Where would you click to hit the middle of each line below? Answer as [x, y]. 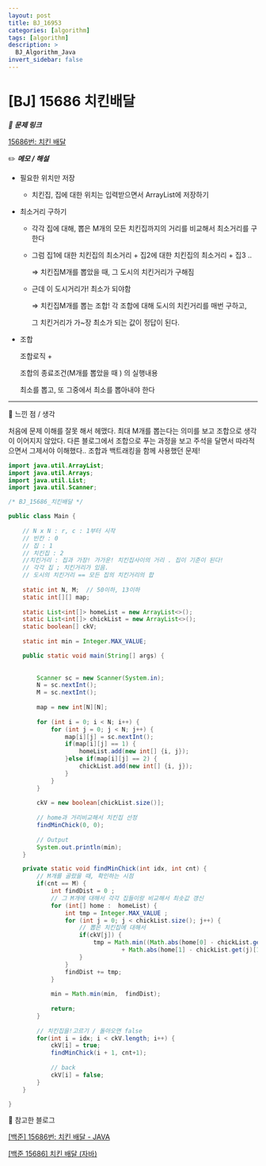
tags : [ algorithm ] [38, 38]
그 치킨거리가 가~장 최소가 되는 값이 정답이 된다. [106, 322]
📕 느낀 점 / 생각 [32, 413]
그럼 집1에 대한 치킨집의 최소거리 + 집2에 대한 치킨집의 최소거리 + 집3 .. [142, 255]
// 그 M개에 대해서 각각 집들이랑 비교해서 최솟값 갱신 [127, 898]
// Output [53, 840]
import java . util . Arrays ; [51, 473]
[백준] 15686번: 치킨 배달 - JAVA [59, 1137]
